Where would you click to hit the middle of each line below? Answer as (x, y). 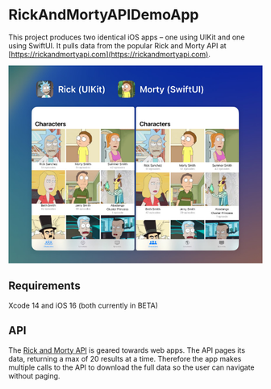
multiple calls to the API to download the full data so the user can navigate (131, 367)
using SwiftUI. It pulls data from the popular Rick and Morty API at (118, 45)
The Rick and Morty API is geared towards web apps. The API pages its (127, 350)
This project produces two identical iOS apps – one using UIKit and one (127, 37)
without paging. (34, 375)
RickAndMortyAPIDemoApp (104, 15)
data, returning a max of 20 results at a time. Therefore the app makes (125, 358)
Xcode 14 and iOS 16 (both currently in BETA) (83, 305)
